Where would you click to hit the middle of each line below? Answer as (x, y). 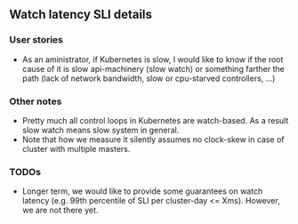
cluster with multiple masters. (76, 148)
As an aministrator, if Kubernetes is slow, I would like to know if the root (153, 59)
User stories (36, 40)
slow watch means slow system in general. (101, 130)
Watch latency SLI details (81, 15)
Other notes (36, 101)
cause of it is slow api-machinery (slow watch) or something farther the (153, 68)
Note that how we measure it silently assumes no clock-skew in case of (153, 139)
